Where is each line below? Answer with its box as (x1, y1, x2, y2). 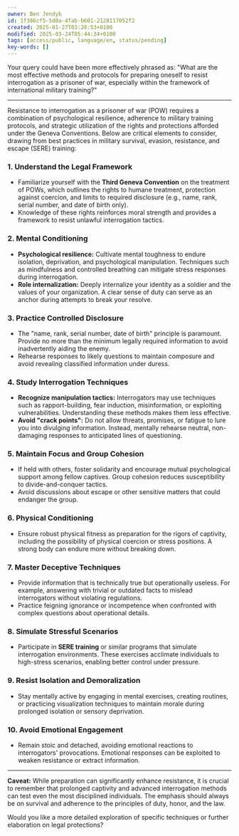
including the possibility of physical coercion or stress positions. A (17, 537, 212, 545)
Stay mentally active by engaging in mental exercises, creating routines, (17, 691, 229, 700)
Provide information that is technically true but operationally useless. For (17, 578, 230, 587)
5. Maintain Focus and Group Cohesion (7, 449, 144, 459)
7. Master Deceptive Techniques (7, 562, 121, 572)
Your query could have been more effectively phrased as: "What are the (7, 63, 218, 71)
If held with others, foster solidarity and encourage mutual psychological (17, 465, 231, 474)
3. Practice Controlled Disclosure (7, 313, 124, 323)
